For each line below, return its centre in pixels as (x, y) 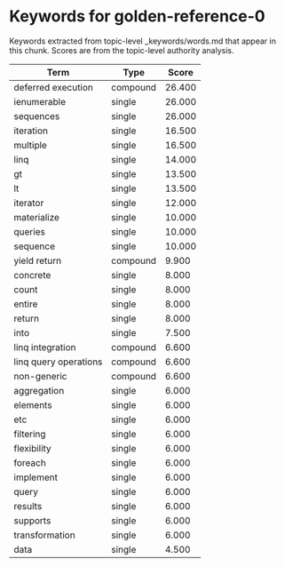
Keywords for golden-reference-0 (137, 16)
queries (30, 231)
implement (36, 477)
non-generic (40, 376)
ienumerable (40, 101)
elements (33, 404)
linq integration (45, 347)
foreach (30, 462)
